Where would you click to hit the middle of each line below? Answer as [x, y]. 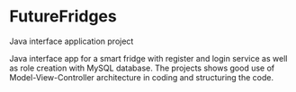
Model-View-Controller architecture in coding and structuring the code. [142, 77]
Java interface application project [72, 41]
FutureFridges [63, 17]
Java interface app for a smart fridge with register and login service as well [148, 58]
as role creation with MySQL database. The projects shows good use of [142, 68]
